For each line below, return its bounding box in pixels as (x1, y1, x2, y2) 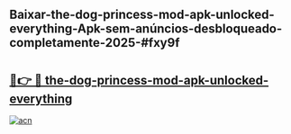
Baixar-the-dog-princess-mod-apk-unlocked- (9, 7, 275, 22)
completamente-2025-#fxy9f (9, 35, 180, 50)
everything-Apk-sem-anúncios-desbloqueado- (9, 22, 283, 37)
